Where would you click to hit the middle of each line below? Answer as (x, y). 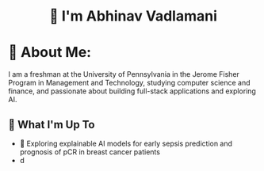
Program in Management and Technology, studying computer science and (130, 83)
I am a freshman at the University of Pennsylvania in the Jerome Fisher (124, 74)
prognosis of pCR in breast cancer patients (90, 152)
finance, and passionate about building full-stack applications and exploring (132, 91)
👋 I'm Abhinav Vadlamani (133, 16)
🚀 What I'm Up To (52, 125)
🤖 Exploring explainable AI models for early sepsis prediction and (126, 143)
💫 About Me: (50, 53)
